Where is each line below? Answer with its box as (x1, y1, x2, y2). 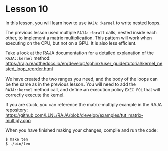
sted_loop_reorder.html (5, 66, 53, 72)
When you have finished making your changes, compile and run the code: (5, 127, 158, 133)
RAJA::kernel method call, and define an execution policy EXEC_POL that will (5, 86, 160, 92)
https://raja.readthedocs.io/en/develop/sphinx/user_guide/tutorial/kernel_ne (5, 60, 163, 66)
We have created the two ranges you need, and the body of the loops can (5, 75, 158, 82)
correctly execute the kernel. (5, 92, 65, 98)
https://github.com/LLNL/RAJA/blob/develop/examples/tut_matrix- (5, 112, 143, 118)
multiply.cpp (5, 117, 31, 123)
